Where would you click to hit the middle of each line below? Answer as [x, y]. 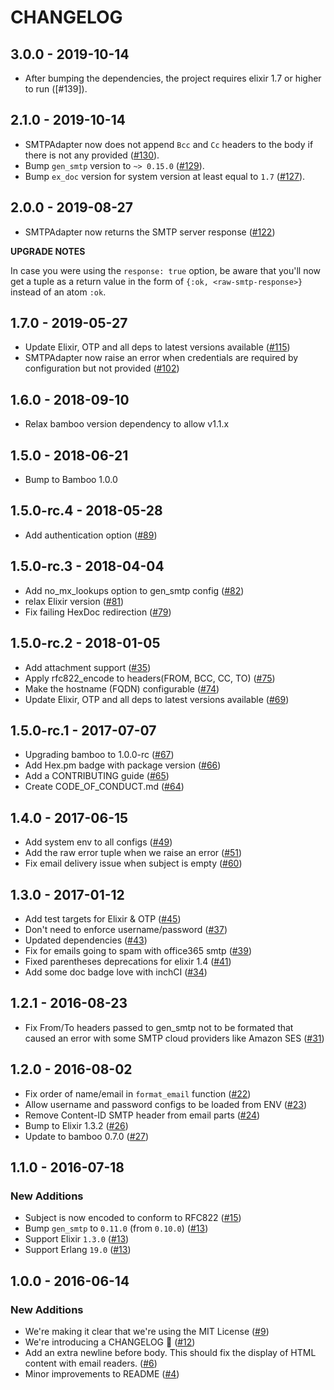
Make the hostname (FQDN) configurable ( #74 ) [122, 688]
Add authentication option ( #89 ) [91, 535]
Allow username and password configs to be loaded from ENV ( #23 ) [166, 1104]
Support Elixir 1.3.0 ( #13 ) [77, 1239]
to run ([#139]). [56, 89]
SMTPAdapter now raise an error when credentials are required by [161, 358]
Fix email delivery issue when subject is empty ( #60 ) [133, 863]
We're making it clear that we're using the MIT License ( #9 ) [147, 1331]
